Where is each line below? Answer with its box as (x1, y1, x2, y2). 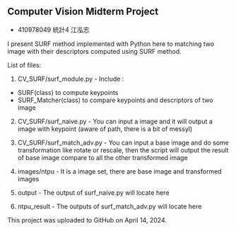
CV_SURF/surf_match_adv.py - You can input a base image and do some (17, 138, 230, 147)
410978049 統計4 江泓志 (17, 25, 90, 34)
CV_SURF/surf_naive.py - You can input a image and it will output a (17, 117, 213, 125)
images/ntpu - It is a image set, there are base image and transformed (17, 167, 222, 176)
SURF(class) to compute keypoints (17, 88, 119, 96)
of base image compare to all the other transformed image (17, 153, 189, 162)
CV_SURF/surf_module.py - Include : (17, 74, 124, 83)
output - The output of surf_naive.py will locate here (17, 188, 170, 197)
